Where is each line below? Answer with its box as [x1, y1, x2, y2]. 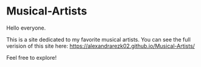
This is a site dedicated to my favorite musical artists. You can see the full [6, 36, 191, 43]
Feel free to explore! [6, 54, 57, 61]
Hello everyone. [6, 24, 46, 31]
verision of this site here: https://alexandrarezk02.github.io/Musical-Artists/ [6, 42, 195, 49]
